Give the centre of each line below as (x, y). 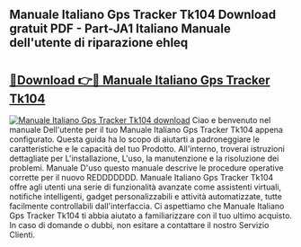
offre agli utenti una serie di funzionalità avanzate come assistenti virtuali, (145, 187)
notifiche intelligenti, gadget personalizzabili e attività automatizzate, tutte (146, 196)
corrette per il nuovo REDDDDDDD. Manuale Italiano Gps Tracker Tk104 (142, 177)
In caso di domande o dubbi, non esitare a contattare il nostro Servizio (139, 225)
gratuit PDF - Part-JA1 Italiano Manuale (120, 29)
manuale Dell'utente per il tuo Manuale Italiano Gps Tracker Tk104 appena (146, 130)
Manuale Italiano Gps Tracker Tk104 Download (143, 15)
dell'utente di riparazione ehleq (99, 43)
